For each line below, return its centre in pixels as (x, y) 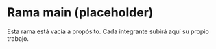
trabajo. (18, 38)
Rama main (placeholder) (80, 13)
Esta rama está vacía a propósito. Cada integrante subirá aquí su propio (108, 31)
